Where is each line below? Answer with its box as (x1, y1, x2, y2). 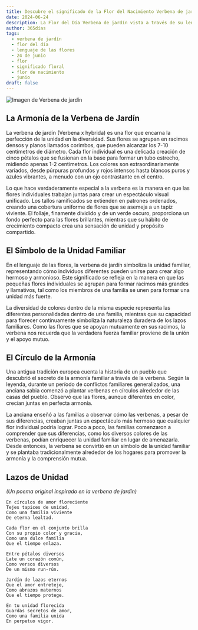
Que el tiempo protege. (6, 592, 65, 599)
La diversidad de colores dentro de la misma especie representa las (6, 304, 171, 311)
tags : (6, 31, 19, 37)
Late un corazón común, (6, 556, 65, 562)
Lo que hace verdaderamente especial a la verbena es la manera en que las (6, 184, 190, 191)
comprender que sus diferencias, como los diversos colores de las (6, 430, 168, 437)
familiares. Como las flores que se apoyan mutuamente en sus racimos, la (6, 323, 186, 330)
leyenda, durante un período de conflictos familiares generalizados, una (6, 381, 181, 388)
